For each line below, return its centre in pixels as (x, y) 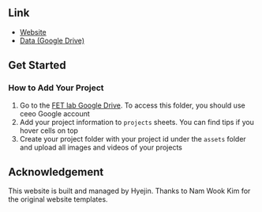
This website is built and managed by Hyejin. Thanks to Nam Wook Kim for (129, 191)
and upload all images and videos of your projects (101, 147)
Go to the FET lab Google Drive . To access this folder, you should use (133, 105)
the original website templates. (58, 199)
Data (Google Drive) (52, 40)
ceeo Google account (55, 113)
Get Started (37, 65)
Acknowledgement (56, 172)
